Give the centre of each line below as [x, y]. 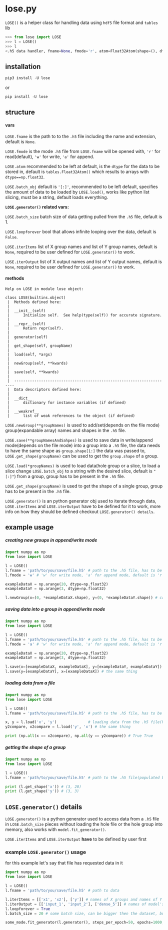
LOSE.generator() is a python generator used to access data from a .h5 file [82, 819]
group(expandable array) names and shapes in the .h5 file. [66, 430]
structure [20, 112]
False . [11, 237]
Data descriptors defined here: [48, 389]
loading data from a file [30, 682]
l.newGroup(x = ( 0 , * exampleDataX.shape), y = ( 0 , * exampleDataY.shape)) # [81, 598]
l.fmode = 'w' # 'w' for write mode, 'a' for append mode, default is [80, 575]
